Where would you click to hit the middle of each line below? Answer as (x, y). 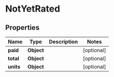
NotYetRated (33, 9)
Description (63, 42)
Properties (22, 28)
